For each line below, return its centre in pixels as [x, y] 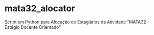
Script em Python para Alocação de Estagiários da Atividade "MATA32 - [77, 22]
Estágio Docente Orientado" [33, 27]
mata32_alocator [40, 9]
